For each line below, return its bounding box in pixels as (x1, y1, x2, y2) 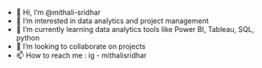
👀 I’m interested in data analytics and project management (15, 16, 209, 26)
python (15, 33, 40, 42)
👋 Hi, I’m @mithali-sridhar (15, 8, 101, 17)
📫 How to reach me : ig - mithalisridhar (15, 50, 147, 60)
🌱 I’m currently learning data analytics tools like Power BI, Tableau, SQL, (15, 25, 255, 34)
